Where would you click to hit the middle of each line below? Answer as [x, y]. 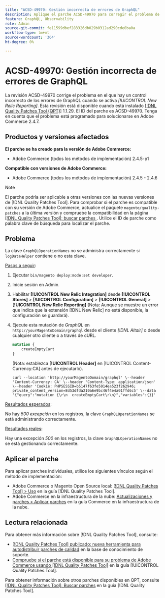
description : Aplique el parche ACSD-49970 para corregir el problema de [82, 14]
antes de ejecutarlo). [62, 368]
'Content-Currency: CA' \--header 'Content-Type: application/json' [84, 382]
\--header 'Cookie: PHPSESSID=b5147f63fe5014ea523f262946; [74, 386]
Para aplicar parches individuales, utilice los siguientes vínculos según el [79, 471]
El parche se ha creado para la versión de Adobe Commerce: [68, 149]
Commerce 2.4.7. [22, 121]
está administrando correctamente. [41, 419]
